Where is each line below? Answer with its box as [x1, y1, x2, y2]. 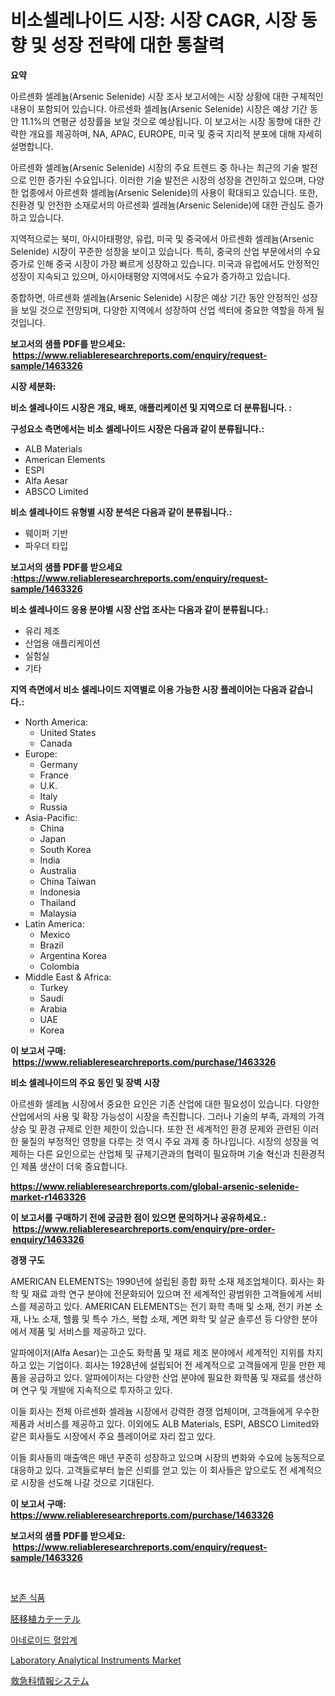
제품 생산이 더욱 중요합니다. [20, 1160, 128, 1172]
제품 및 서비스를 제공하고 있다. [28, 1325, 147, 1337]
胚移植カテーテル [10, 1612, 81, 1625]
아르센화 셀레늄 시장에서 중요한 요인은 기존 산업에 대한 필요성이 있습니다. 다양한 [10, 1097, 320, 1110]
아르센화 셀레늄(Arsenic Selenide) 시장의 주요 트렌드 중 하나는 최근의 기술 [10, 161, 300, 173]
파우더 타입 [24, 539, 69, 551]
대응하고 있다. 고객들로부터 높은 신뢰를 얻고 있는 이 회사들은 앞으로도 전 [10, 1464, 288, 1476]
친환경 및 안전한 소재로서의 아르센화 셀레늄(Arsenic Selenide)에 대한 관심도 [10, 199, 305, 211]
